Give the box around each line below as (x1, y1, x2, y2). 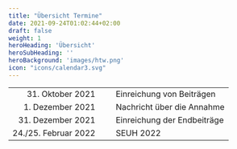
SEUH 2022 (115, 127, 161, 139)
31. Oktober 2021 (27, 88, 96, 99)
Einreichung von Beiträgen (115, 88, 216, 99)
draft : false (8, 26, 52, 34)
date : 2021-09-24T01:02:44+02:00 (8, 19, 121, 27)
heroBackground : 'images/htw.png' (8, 57, 125, 65)
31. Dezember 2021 (18, 114, 96, 125)
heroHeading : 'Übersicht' (8, 42, 95, 50)
